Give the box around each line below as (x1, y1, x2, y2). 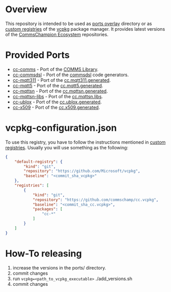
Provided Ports (5, 50, 70, 61)
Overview (5, 4, 47, 15)
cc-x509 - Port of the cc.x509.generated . (12, 104, 101, 110)
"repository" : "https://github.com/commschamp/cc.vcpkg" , (32, 197, 159, 203)
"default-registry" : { (14, 159, 63, 164)
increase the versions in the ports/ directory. (12, 264, 106, 271)
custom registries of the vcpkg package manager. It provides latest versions (5, 26, 165, 32)
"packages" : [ (32, 207, 63, 212)
